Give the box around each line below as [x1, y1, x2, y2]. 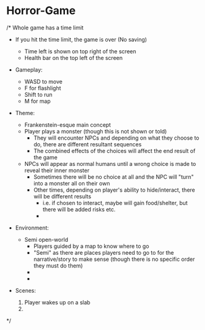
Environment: [15, 224, 49, 231]
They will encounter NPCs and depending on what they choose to [33, 134, 200, 141]
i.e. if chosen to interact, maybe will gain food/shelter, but [42, 199, 188, 206]
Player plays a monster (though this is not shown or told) [24, 127, 167, 135]
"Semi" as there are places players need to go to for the [33, 249, 174, 256]
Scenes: [15, 287, 36, 294]
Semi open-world [24, 236, 69, 243]
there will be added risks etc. [42, 206, 116, 213]
